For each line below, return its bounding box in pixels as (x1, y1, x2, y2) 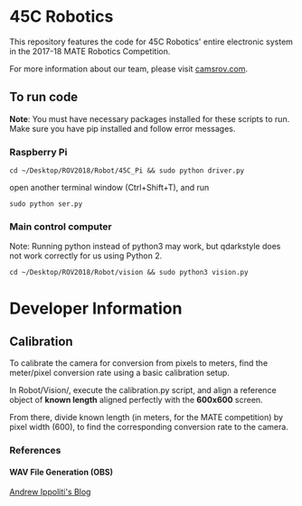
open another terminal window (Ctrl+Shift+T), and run (9, 183, 210, 193)
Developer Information (9, 298, 183, 318)
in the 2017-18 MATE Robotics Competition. (9, 45, 171, 56)
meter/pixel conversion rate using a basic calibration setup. (9, 368, 231, 379)
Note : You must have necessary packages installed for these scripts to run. (9, 113, 290, 124)
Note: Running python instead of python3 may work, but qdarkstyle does (9, 241, 281, 252)
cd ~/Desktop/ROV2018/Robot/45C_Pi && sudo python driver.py (9, 166, 245, 175)
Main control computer (9, 220, 112, 232)
